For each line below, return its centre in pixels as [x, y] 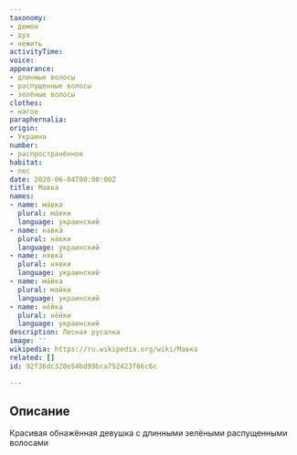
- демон [24, 26]
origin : [24, 129]
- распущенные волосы [51, 86]
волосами [29, 443]
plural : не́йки [44, 315]
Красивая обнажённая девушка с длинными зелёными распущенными [148, 433]
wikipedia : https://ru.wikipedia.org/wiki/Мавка [104, 349]
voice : [22, 60]
